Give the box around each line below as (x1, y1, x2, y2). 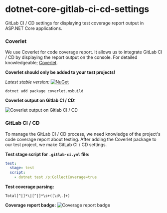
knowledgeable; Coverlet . (5, 60, 58, 66)
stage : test (9, 166, 35, 171)
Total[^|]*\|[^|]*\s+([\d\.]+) (5, 194, 70, 199)
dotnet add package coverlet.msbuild (5, 89, 84, 94)
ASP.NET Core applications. (5, 25, 62, 31)
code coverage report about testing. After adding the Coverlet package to (5, 136, 157, 142)
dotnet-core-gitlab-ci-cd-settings (5, 3, 150, 15)
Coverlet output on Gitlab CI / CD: (5, 97, 76, 103)
